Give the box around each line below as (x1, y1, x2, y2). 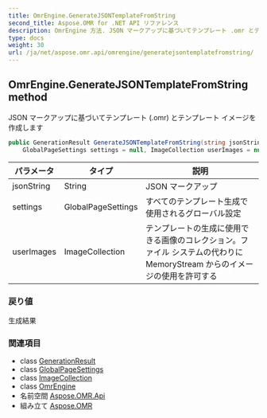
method (8, 91, 48, 104)
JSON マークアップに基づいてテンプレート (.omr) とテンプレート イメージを (8, 112, 257, 122)
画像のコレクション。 (161, 234, 241, 245)
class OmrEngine (19, 381, 76, 391)
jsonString (12, 180, 51, 191)
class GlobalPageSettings (19, 365, 104, 374)
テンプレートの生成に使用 (145, 222, 242, 233)
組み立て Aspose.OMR (19, 401, 93, 411)
